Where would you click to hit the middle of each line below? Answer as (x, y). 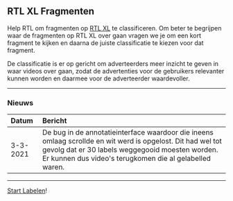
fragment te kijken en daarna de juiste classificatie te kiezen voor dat (105, 43)
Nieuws (20, 103)
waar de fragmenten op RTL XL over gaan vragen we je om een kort (104, 35)
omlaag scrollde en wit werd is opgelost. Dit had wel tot (132, 141)
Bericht (55, 121)
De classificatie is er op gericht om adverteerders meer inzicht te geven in (113, 63)
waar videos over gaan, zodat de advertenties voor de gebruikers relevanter (116, 71)
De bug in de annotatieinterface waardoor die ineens (128, 132)
